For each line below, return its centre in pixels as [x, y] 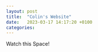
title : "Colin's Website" [39, 17]
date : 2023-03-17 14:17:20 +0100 [49, 22]
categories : [20, 27]
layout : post [22, 11]
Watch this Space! [28, 44]
